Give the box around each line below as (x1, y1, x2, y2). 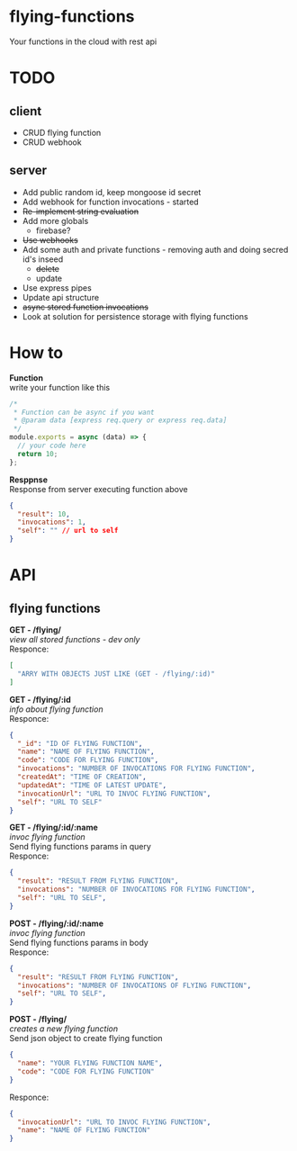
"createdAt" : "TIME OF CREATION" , (17, 772, 147, 782)
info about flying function (9, 704, 103, 715)
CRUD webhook (22, 137, 83, 148)
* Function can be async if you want (13, 408, 155, 417)
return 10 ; (17, 449, 58, 458)
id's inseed (22, 254, 64, 265)
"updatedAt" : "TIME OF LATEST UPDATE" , (17, 780, 167, 789)
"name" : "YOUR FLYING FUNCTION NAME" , (17, 1059, 164, 1068)
